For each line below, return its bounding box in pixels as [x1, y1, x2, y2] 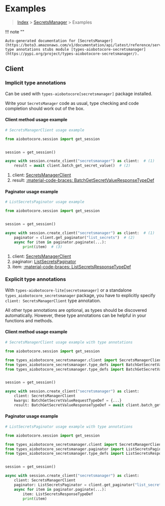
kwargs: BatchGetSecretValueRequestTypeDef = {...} [14, 398, 122, 403]
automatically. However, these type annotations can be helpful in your [5, 312, 146, 318]
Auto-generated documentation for [5, 38, 76, 43]
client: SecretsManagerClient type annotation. [5, 298, 101, 304]
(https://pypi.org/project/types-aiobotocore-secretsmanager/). [5, 51, 139, 56]
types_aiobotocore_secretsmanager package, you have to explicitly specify [5, 292, 156, 298]
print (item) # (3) [23, 244, 63, 249]
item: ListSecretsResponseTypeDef [23, 491, 93, 497]
